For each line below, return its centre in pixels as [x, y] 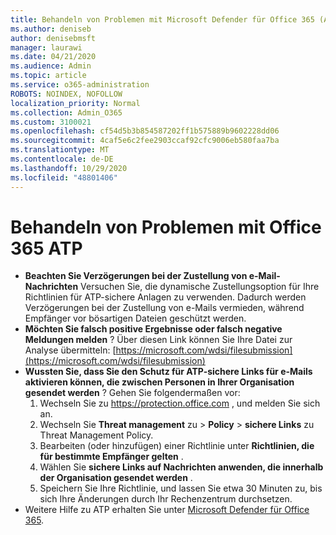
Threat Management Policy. [96, 435]
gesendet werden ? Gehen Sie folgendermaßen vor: [132, 393]
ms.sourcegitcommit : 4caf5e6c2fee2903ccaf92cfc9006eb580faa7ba [145, 141]
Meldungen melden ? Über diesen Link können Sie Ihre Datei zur [158, 340]
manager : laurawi [46, 47]
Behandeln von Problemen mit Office [166, 227]
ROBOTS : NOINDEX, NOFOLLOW [66, 94]
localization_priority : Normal [75, 103]
